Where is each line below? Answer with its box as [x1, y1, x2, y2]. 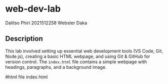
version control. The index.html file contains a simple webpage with [5, 59, 147, 65]
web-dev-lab [5, 3, 61, 15]
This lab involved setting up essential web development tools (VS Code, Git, [5, 48, 163, 54]
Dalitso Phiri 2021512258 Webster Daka [5, 20, 88, 26]
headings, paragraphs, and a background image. [5, 64, 107, 70]
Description [5, 34, 43, 43]
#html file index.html [5, 74, 48, 80]
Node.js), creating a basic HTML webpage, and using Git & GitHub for [5, 53, 150, 59]
